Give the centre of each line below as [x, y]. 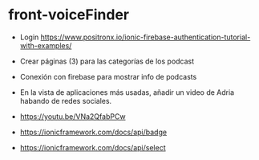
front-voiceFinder [69, 15]
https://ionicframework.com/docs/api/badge [93, 132]
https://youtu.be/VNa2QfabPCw [73, 116]
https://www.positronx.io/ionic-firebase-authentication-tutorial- [146, 37]
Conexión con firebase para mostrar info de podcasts [108, 76]
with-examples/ [46, 45]
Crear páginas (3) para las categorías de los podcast [107, 61]
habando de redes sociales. [66, 101]
